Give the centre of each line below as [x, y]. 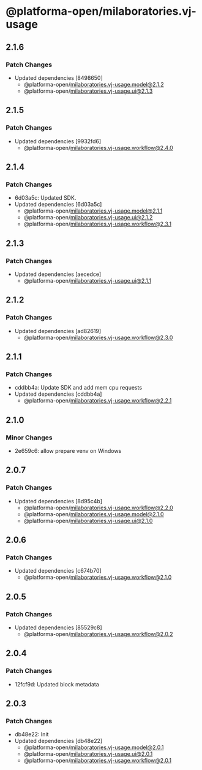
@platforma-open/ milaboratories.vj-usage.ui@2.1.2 [88, 218]
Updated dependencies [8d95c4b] [58, 501]
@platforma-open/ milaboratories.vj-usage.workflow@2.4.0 [99, 147]
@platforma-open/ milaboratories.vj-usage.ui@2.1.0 [88, 521]
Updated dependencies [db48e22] [58, 741]
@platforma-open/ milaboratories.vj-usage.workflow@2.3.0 [98, 337]
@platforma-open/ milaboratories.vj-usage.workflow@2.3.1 [98, 224]
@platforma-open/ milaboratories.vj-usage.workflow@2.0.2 [98, 634]
